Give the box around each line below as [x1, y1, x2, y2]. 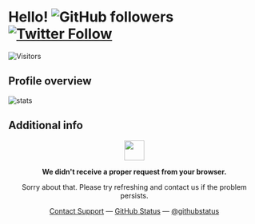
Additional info [8, 119, 84, 132]
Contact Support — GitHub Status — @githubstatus [49, 206, 220, 215]
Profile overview [8, 74, 92, 88]
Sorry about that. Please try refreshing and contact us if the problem [21, 182, 248, 191]
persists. [119, 191, 149, 200]
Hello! [8, 8, 49, 26]
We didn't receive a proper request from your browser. [42, 167, 227, 176]
